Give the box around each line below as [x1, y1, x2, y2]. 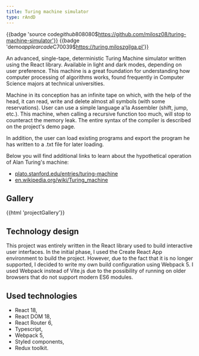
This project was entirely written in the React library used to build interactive [6, 242, 193, 249]
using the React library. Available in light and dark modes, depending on [6, 61, 182, 68]
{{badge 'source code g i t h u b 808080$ [6, 30, 99, 37]
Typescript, [14, 325, 43, 332]
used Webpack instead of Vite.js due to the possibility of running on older [6, 268, 186, 275]
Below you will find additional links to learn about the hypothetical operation [6, 152, 192, 159]
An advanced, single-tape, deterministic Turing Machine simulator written [6, 55, 187, 62]
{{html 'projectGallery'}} [6, 209, 65, 217]
